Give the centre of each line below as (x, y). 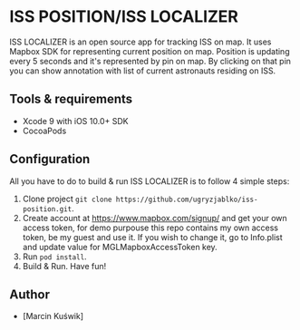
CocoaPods (44, 131)
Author (29, 294)
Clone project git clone (67, 199)
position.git (47, 209)
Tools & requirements (71, 99)
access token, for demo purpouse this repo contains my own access (150, 228)
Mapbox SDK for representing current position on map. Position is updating (150, 51)
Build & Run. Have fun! (64, 266)
